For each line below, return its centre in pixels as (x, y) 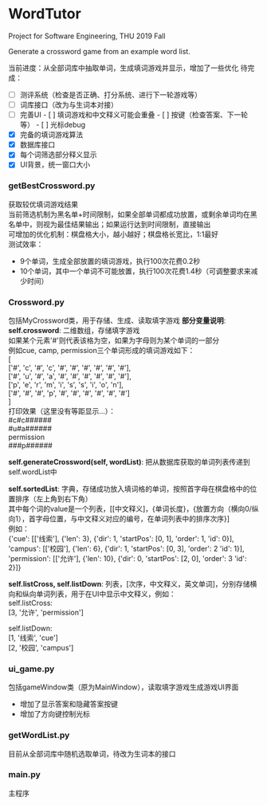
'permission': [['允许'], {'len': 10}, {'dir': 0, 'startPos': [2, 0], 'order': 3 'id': (128, 558)
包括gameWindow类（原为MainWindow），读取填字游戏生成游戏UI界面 (124, 687)
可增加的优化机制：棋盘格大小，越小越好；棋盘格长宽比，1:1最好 (114, 234)
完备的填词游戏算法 (51, 135)
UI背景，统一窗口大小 (55, 165)
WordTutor (45, 14)
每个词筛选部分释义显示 (58, 155)
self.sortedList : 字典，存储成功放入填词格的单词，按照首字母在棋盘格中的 (129, 489)
